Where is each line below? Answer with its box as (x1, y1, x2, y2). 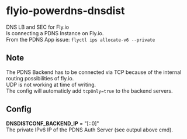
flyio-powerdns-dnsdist (6, 4, 125, 18)
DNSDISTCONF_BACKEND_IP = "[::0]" (6, 120, 99, 127)
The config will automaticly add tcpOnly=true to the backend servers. (6, 87, 173, 94)
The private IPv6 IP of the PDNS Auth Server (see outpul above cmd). (6, 126, 174, 133)
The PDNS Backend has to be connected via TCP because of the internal (6, 69, 182, 76)
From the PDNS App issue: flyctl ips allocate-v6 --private (6, 36, 155, 43)
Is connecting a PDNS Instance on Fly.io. (6, 29, 104, 36)
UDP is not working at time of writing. (6, 81, 96, 88)
